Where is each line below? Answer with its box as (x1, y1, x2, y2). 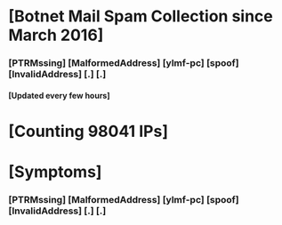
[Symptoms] (8, 162, 102, 182)
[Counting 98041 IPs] (8, 121, 168, 141)
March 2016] (8, 25, 104, 45)
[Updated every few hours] (8, 90, 110, 100)
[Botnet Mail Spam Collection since (8, 6, 273, 27)
